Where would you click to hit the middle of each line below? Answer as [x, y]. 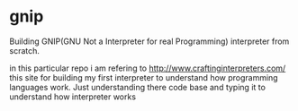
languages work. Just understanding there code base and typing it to [137, 87]
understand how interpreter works [73, 97]
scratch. [25, 50]
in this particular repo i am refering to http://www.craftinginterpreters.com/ [148, 68]
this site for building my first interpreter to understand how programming [144, 77]
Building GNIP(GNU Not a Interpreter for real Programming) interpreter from [149, 41]
